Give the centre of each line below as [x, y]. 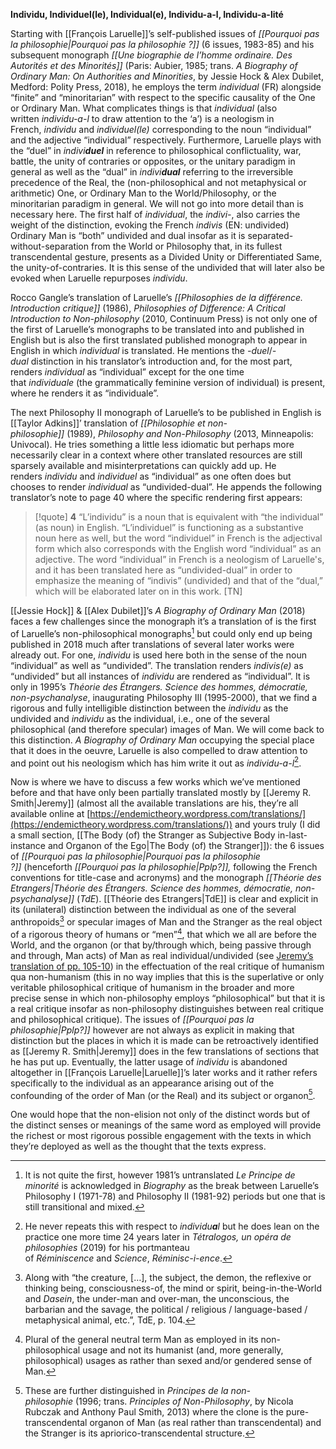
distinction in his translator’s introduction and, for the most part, [161, 361]
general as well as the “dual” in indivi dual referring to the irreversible [152, 172]
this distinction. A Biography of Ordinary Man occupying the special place [162, 740]
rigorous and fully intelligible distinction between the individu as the [149, 708]
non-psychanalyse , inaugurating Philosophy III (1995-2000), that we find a [164, 697]
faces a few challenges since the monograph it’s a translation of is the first [163, 621]
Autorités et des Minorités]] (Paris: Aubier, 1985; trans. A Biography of [154, 65]
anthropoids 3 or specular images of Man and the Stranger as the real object [166, 921]
